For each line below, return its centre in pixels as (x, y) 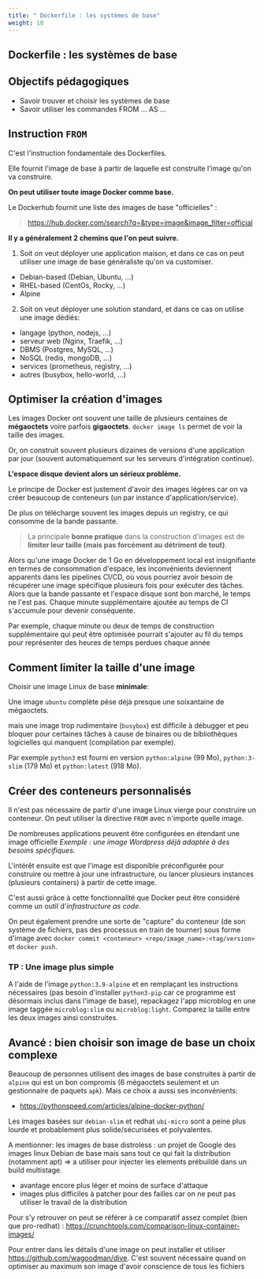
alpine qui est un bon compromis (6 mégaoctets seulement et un (113, 1082)
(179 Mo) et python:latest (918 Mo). (83, 766)
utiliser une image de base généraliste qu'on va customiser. (116, 261)
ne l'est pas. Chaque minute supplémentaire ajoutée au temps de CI (118, 602)
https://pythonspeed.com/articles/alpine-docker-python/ (112, 1106)
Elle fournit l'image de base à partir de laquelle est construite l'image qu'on (130, 168)
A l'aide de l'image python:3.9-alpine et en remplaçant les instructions (123, 985)
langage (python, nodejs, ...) (65, 332)
